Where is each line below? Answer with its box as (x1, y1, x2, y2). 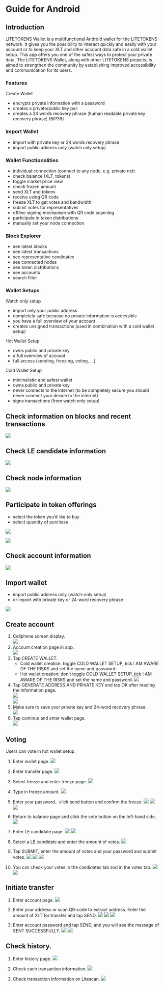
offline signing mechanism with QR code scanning (12, 210, 114, 216)
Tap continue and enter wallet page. (12, 715, 86, 721)
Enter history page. (12, 956, 52, 961)
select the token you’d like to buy (12, 514, 80, 520)
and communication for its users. (5, 67, 73, 73)
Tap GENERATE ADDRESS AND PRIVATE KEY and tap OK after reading (12, 682, 155, 688)
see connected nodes (12, 259, 57, 265)
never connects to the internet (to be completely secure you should (12, 387, 149, 393)
